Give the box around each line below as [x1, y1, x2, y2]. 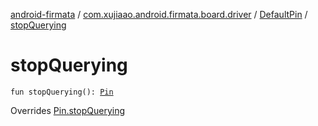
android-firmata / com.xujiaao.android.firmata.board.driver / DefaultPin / [10, 9, 308, 20]
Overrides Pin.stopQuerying [10, 104, 125, 116]
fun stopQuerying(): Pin [10, 87, 114, 97]
